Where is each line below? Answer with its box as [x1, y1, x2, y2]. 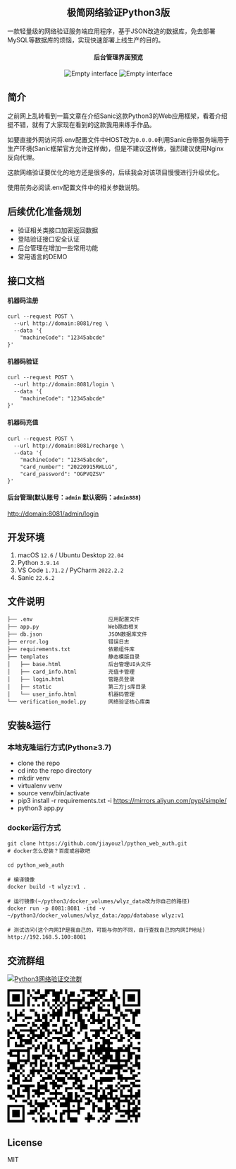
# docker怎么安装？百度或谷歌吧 [7, 848, 91, 855]
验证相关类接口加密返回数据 [17, 225, 99, 235]
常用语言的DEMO [17, 252, 68, 261]
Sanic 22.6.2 [17, 573, 55, 581]
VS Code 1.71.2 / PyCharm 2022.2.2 [17, 566, 124, 574]
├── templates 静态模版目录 [7, 653, 140, 660]
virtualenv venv [17, 781, 63, 790]
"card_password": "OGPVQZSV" [20, 470, 106, 477]
